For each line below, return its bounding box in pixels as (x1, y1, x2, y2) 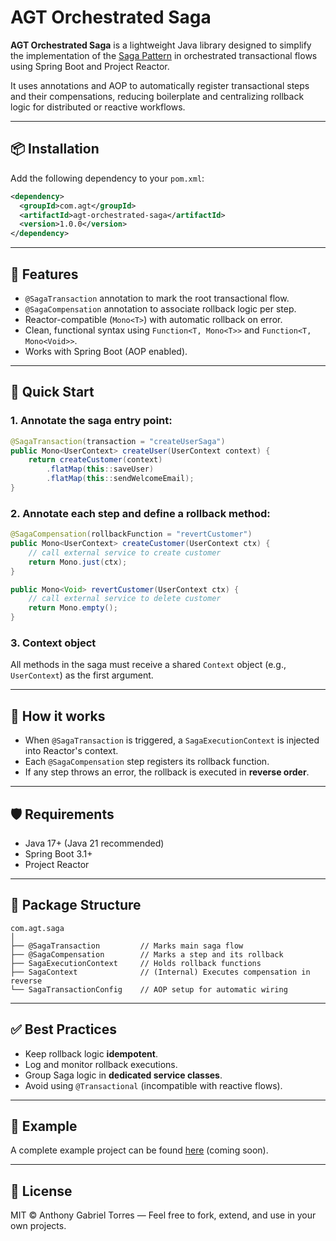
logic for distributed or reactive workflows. (10, 101, 186, 113)
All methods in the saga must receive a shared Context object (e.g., (10, 659, 287, 671)
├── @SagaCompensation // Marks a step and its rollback (10, 949, 284, 960)
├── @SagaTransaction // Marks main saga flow (10, 941, 244, 951)
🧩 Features (10, 266, 79, 283)
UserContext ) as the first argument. (10, 669, 154, 681)
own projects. (10, 1220, 67, 1232)
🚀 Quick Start (10, 384, 95, 401)
